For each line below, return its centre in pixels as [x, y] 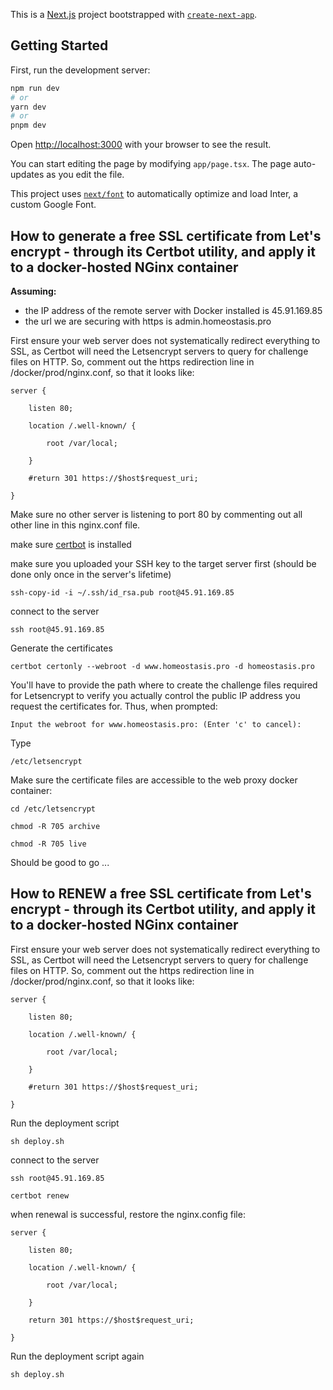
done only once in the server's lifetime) [91, 574]
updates [27, 175]
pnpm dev [28, 125]
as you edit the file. [85, 175]
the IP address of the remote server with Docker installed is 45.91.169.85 [173, 310]
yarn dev [28, 107]
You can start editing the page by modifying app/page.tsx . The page [151, 164]
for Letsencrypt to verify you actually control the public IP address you [155, 695]
